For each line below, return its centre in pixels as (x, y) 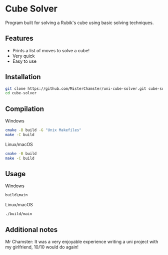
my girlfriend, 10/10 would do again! (42, 247)
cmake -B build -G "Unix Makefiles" (43, 130)
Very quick (23, 56)
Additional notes (31, 230)
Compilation (24, 109)
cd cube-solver (21, 93)
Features (19, 38)
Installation (23, 77)
